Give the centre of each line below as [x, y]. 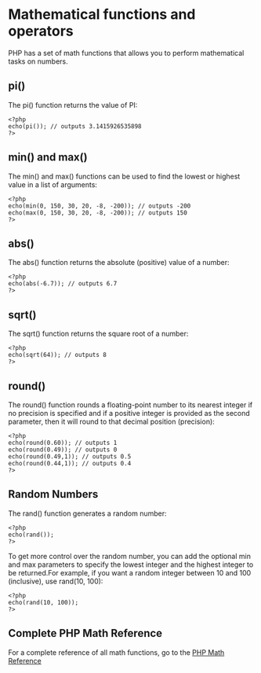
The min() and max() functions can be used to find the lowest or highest [124, 176]
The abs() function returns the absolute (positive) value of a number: [119, 263]
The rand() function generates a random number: [87, 513]
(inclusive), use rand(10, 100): [56, 581]
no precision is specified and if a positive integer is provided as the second [129, 413]
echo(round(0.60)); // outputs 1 [63, 443]
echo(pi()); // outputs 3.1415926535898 [75, 126]
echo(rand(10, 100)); [43, 602]
